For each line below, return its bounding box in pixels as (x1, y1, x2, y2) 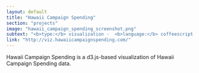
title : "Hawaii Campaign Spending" (6, 14, 96, 21)
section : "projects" (6, 20, 59, 26)
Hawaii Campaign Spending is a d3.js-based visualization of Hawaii (6, 54, 174, 60)
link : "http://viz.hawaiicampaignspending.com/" (6, 37, 131, 43)
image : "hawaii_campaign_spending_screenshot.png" (6, 25, 137, 32)
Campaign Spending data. (6, 60, 71, 67)
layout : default (6, 8, 47, 15)
